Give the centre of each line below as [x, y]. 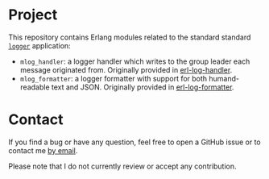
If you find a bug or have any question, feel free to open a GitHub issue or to [134, 142]
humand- [224, 78]
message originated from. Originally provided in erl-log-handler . [126, 69]
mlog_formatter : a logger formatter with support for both [114, 78]
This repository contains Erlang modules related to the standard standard [130, 37]
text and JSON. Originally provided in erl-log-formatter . [143, 87]
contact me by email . [43, 150]
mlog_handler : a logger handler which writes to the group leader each [135, 61]
